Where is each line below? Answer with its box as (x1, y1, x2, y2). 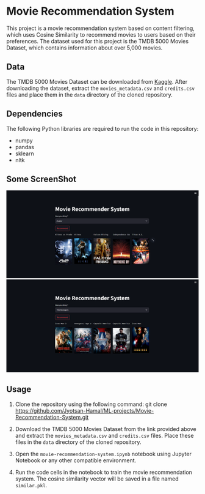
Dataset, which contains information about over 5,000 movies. (6, 44, 163, 51)
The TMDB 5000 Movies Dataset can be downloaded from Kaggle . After (6, 78, 188, 85)
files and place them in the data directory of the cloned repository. (6, 90, 173, 98)
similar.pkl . (15, 481, 48, 488)
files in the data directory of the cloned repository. (15, 438, 142, 446)
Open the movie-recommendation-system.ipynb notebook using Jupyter (15, 450, 192, 457)
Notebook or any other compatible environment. (15, 457, 137, 464)
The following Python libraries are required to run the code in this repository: (6, 125, 199, 132)
